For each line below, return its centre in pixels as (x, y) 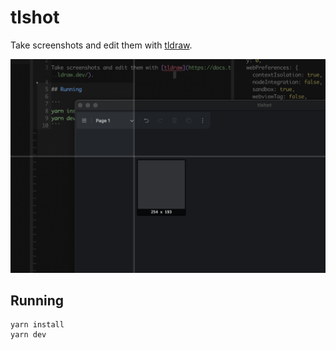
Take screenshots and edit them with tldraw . (101, 45)
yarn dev (28, 335)
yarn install (37, 325)
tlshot (35, 17)
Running (37, 300)
